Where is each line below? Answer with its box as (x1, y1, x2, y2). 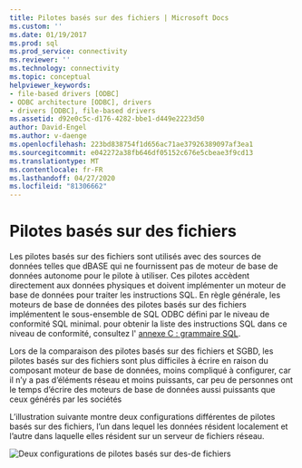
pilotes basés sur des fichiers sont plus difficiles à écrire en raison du (9, 356, 269, 366)
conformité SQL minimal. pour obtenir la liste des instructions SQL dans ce (9, 318, 287, 329)
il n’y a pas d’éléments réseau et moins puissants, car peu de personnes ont (9, 375, 293, 385)
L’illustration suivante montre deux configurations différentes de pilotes (9, 412, 276, 423)
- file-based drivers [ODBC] (9, 89, 120, 98)
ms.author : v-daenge (9, 132, 88, 141)
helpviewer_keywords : (9, 81, 92, 90)
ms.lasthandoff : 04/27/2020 (9, 173, 116, 182)
